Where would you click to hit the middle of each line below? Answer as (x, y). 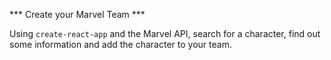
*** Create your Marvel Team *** (77, 14)
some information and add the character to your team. (120, 44)
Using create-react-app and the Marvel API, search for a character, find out (165, 33)
